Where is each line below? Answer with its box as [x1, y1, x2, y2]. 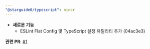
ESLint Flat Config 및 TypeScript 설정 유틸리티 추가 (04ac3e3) [20, 28, 145, 34]
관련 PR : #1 [5, 38, 28, 44]
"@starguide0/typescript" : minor [5, 7, 75, 12]
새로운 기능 [12, 21, 34, 27]
